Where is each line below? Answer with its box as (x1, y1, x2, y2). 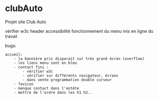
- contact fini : (14, 65, 49, 70)
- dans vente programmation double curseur (22, 77, 112, 82)
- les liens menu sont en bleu (14, 60, 77, 65)
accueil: (5, 52, 23, 57)
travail (5, 33, 18, 39)
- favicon (14, 82, 34, 86)
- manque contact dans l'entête (14, 85, 79, 91)
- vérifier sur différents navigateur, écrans (22, 73, 119, 78)
